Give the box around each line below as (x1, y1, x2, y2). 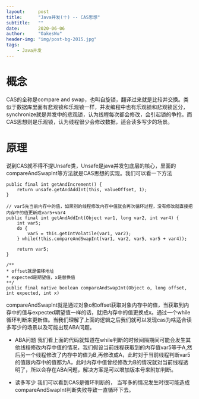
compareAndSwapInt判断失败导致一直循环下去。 (14, 386, 134, 393)
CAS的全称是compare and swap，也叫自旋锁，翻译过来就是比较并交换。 (6, 96, 184, 103)
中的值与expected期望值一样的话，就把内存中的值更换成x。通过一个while (11, 308, 191, 316)
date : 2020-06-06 (6, 25, 65, 32)
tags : (6, 42, 20, 48)
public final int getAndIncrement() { (6, 181, 102, 188)
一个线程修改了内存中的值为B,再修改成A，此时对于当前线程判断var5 (25, 351, 191, 358)
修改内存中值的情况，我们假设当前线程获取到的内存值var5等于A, (30, 344, 187, 351)
